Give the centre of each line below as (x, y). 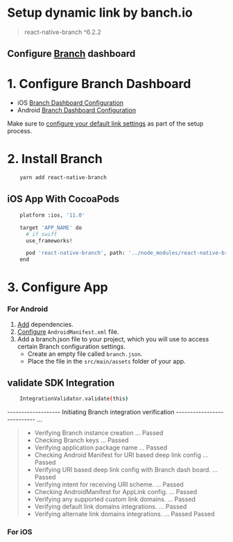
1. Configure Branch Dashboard (99, 84)
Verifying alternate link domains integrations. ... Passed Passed (124, 514)
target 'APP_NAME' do (51, 228)
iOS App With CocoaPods (63, 199)
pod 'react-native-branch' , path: (76, 253)
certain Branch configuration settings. (71, 346)
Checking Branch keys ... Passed (81, 440)
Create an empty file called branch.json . (85, 354)
